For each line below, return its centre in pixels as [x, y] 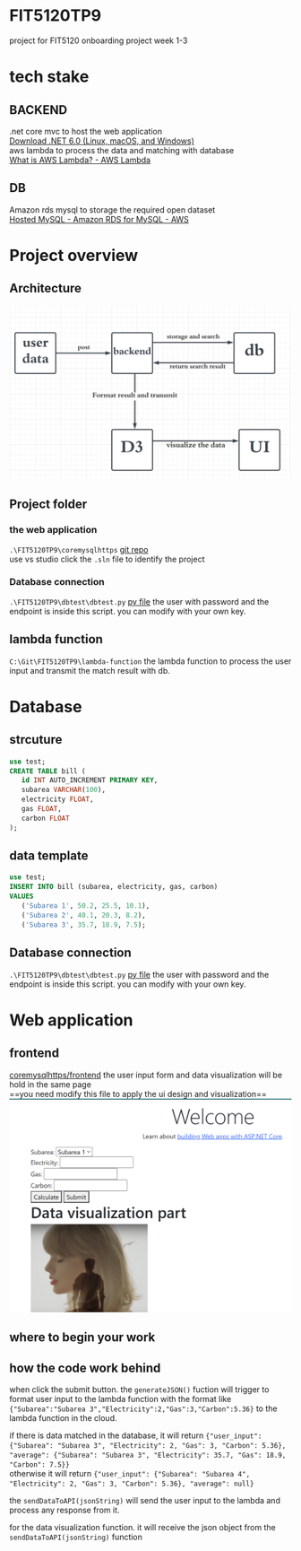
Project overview [74, 255]
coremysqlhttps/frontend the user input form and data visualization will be [146, 1075]
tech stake [49, 77]
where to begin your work [82, 1338]
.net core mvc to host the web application [86, 131]
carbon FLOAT [45, 818]
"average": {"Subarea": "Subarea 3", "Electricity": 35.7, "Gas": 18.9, [148, 1455]
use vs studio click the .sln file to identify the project [107, 559]
